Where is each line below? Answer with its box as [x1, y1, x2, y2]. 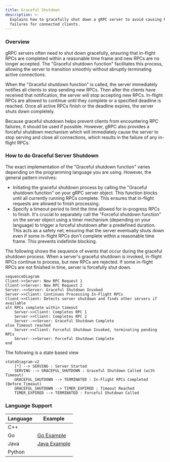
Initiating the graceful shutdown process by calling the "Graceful [12, 184, 148, 190]
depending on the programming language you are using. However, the [5, 169, 152, 175]
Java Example [37, 440, 71, 447]
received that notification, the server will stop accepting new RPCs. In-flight [5, 92, 163, 98]
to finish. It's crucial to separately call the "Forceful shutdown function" [12, 211, 161, 217]
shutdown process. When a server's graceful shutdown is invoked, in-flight [5, 253, 162, 259]
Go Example [37, 432, 66, 439]
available [5, 300, 26, 306]
